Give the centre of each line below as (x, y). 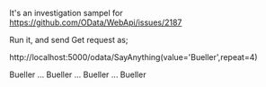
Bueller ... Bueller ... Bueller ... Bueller (78, 74)
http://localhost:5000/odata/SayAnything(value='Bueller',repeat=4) (133, 57)
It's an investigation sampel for (66, 13)
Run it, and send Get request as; (69, 40)
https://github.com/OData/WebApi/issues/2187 (96, 22)
